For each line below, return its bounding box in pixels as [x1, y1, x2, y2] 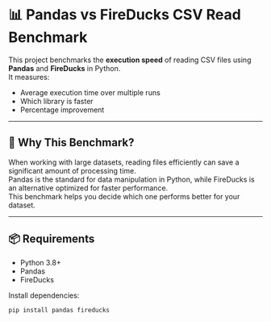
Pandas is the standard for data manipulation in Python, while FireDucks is [8, 174, 256, 184]
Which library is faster [19, 96, 94, 106]
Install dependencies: [8, 291, 80, 300]
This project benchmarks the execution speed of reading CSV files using [8, 55, 252, 65]
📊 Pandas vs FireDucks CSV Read [8, 6, 242, 24]
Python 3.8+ [19, 257, 62, 267]
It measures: [8, 72, 50, 82]
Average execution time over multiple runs [19, 87, 161, 97]
